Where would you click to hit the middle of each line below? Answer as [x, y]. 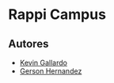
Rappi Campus [57, 15]
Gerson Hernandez [51, 71]
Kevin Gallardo [43, 62]
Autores [28, 44]
